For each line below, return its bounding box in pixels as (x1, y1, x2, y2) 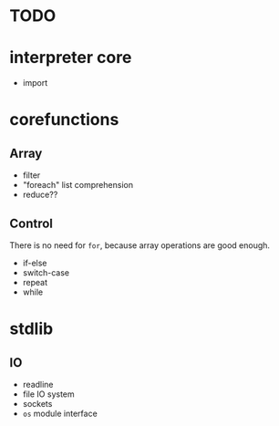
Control (9, 215, 53, 231)
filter (22, 170, 41, 181)
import (22, 78, 48, 88)
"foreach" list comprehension (22, 180, 134, 191)
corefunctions (9, 109, 119, 130)
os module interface (22, 408, 98, 419)
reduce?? (22, 189, 58, 201)
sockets (22, 398, 53, 409)
